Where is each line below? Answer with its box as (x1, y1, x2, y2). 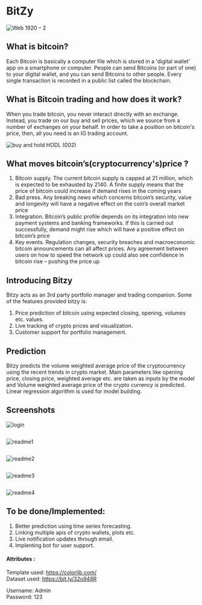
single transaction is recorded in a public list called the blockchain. (6, 77, 172, 84)
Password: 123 (6, 593, 43, 600)
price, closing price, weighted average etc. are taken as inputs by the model (6, 375, 195, 382)
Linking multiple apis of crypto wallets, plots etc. (14, 528, 136, 536)
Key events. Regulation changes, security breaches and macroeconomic (14, 239, 195, 246)
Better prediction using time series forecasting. (14, 522, 132, 530)
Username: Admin (6, 586, 51, 594)
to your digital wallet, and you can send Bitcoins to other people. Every (6, 71, 182, 78)
